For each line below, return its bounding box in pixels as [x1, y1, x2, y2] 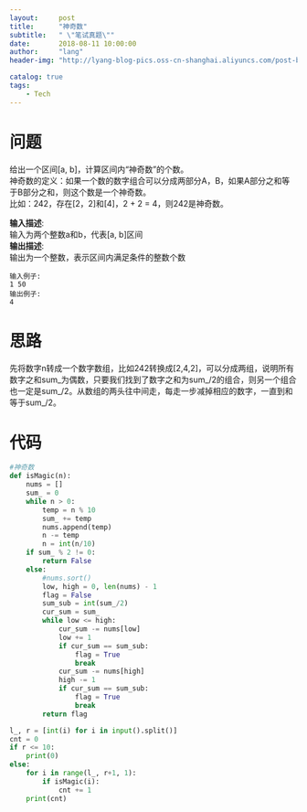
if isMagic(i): [42, 776, 101, 786]
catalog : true [9, 72, 64, 82]
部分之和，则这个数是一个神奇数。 [22, 187, 152, 198]
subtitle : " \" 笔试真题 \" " [9, 30, 115, 39]
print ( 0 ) [26, 752, 59, 761]
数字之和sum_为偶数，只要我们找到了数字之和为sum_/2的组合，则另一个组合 [9, 374, 297, 385]
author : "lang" [9, 48, 84, 57]
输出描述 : [9, 240, 45, 251]
